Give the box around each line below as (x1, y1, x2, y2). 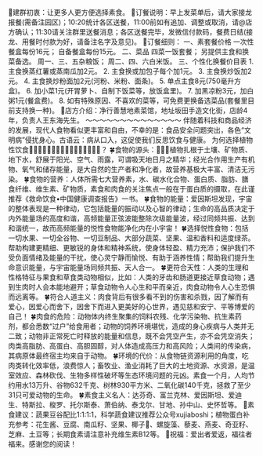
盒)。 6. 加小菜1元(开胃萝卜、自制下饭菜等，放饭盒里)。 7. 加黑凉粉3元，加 (8, 86, 247, 95)
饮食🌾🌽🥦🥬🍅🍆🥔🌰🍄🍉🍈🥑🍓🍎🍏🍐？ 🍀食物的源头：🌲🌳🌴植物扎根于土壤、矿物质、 (14, 145, 252, 154)
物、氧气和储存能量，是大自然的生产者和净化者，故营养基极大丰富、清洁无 (8, 165, 248, 173)
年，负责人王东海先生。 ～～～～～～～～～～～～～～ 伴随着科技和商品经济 (8, 115, 252, 125)
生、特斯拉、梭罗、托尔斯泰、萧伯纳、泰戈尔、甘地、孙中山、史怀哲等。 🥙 (8, 400, 248, 409)
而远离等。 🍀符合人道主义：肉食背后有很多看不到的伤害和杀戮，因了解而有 (8, 292, 249, 301)
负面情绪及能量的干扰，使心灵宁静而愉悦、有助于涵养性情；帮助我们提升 (14, 253, 248, 262)
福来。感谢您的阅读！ (8, 440, 77, 448)
